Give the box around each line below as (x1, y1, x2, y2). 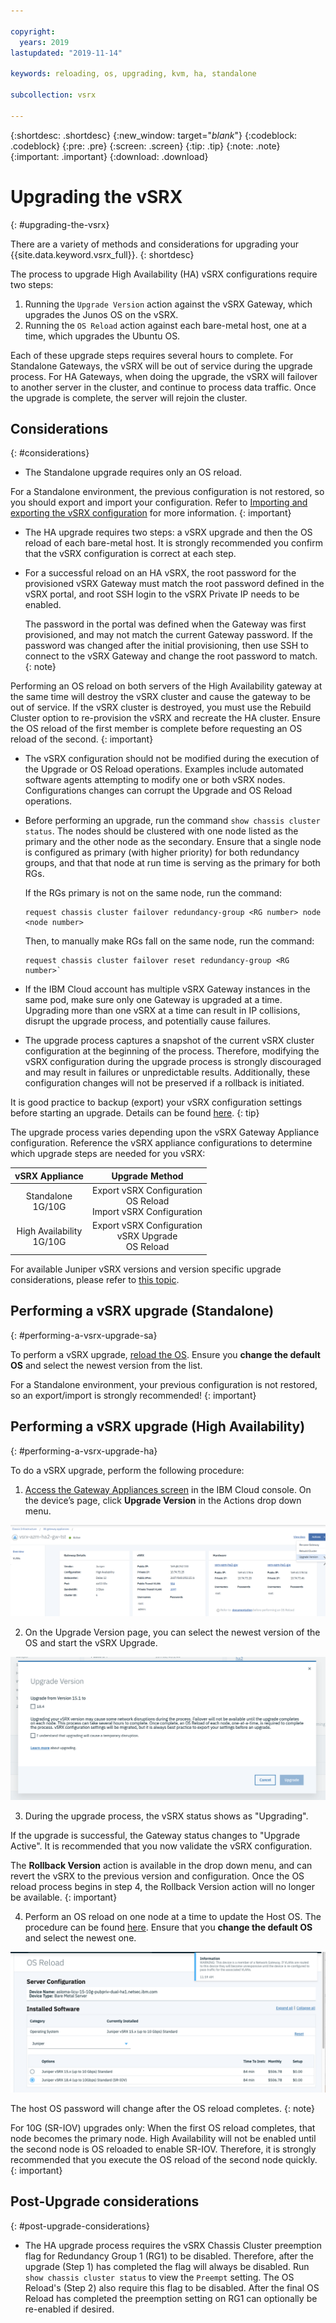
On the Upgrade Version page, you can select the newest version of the (24, 1626, 321, 1638)
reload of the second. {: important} (10, 733, 154, 745)
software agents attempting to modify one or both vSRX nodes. (24, 774, 286, 786)
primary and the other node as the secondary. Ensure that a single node (24, 836, 322, 848)
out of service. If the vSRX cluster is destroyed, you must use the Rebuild (10, 701, 312, 714)
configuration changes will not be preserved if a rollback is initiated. (24, 1077, 305, 1089)
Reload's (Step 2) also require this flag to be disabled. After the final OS (24, 2281, 320, 2294)
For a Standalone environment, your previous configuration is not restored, (10, 1378, 318, 1390)
